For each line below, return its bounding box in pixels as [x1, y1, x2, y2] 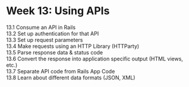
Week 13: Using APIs [6, 4, 110, 18]
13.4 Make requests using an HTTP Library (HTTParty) [6, 43, 140, 50]
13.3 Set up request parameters [6, 36, 83, 43]
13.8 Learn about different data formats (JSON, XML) [6, 74, 136, 81]
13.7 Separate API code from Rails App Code [6, 67, 115, 75]
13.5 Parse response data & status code [6, 49, 103, 56]
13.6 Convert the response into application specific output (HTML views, [6, 55, 183, 62]
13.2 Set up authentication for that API [6, 30, 99, 37]
